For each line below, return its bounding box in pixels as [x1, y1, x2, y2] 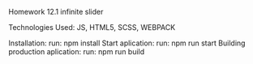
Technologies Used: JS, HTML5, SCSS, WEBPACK [8, 23, 176, 32]
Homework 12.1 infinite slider [8, 7, 104, 16]
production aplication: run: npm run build [8, 47, 145, 56]
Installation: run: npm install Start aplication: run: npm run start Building [8, 38, 246, 48]
